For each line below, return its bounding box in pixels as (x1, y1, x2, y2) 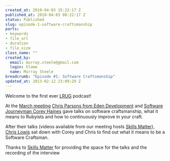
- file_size (5, 45, 31, 51)
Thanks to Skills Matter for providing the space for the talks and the (5, 144, 147, 150)
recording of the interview (5, 149, 60, 156)
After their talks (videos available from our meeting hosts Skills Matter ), (5, 123, 155, 129)
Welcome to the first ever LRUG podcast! (5, 93, 91, 99)
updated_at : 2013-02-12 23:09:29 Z (5, 79, 81, 84)
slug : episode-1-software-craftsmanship (5, 21, 93, 27)
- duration (5, 41, 29, 46)
